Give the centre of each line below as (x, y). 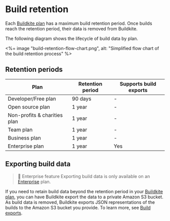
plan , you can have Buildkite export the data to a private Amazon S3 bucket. (84, 197)
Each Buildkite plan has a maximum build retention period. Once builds (79, 23)
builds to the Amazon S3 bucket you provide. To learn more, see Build (78, 207)
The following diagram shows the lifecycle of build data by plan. (72, 38)
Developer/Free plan (32, 99)
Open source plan (29, 107)
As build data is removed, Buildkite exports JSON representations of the (80, 202)
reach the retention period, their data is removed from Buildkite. (71, 28)
